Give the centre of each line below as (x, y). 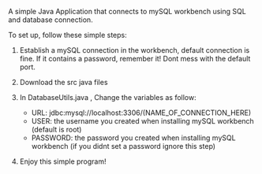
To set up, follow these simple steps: (68, 35)
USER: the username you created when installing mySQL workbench (142, 121)
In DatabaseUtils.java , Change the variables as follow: (108, 97)
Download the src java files (64, 82)
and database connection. (51, 20)
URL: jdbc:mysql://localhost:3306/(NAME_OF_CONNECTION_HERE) (141, 113)
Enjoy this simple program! (63, 161)
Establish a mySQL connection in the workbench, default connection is (135, 50)
